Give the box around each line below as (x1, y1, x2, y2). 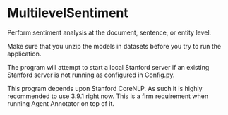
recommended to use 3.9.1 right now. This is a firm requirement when (7, 92, 209, 100)
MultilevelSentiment (7, 5, 128, 21)
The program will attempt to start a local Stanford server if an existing (7, 63, 210, 71)
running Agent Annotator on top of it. (7, 99, 115, 107)
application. (7, 49, 42, 58)
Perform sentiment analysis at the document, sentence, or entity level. (7, 28, 212, 37)
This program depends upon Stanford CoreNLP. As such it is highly (7, 84, 203, 92)
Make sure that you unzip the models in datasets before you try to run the (7, 42, 222, 50)
